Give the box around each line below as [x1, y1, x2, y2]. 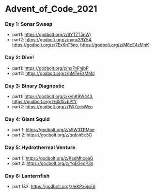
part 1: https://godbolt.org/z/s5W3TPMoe [12, 127, 95, 133]
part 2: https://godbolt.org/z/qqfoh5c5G [12, 132, 92, 138]
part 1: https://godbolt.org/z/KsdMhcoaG [12, 155, 93, 161]
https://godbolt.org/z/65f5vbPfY [12, 98, 77, 105]
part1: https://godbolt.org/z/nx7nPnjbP [12, 65, 89, 71]
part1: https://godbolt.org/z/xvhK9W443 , [12, 94, 93, 99]
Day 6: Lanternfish [5, 172, 50, 179]
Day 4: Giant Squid [5, 116, 50, 122]
